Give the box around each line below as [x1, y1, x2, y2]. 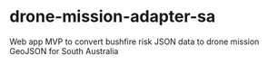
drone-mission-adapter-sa [9, 6, 216, 27]
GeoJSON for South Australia [9, 45, 119, 56]
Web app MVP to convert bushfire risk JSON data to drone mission [9, 36, 260, 47]
